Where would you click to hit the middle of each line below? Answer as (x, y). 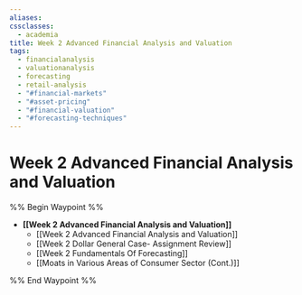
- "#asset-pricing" (54, 101)
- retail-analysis (52, 85)
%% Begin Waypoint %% (57, 207)
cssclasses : (32, 26)
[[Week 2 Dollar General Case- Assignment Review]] (134, 244)
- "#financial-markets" (62, 93)
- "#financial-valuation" (66, 110)
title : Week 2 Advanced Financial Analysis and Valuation (121, 43)
